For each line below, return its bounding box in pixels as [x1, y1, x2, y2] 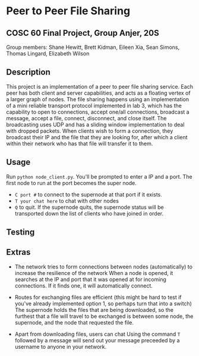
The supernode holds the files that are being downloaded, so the [14, 306, 174, 313]
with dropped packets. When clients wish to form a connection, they [6, 127, 173, 135]
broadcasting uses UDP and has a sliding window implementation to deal [6, 121, 185, 128]
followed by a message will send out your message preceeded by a [14, 336, 180, 343]
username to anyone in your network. [14, 343, 107, 350]
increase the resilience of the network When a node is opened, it [14, 269, 173, 276]
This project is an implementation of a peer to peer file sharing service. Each [6, 83, 193, 90]
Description [6, 67, 50, 77]
